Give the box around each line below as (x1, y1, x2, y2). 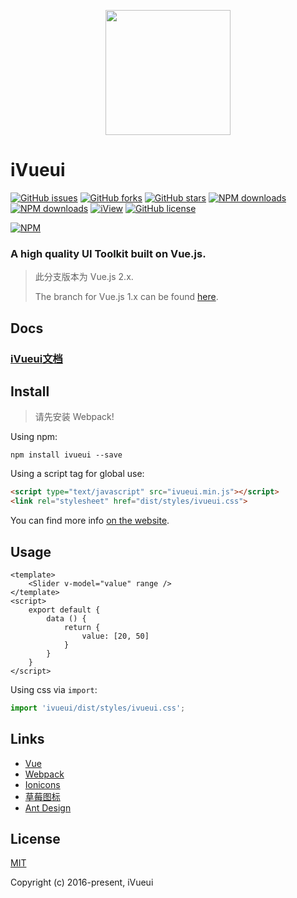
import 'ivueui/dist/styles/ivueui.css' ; (10, 703, 186, 713)
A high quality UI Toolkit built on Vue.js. (10, 246, 207, 260)
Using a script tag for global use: (10, 468, 145, 480)
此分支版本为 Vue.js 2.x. (34, 271, 134, 283)
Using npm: (10, 431, 58, 443)
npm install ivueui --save (10, 450, 123, 460)
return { (63, 622, 101, 632)
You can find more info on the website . (10, 515, 170, 527)
